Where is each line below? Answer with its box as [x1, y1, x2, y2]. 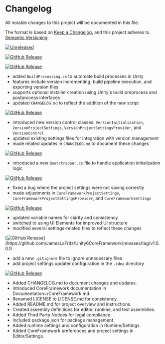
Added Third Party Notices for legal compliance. [12, 311, 112, 317]
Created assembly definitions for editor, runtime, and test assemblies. [12, 306, 156, 312]
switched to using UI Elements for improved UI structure [12, 219, 128, 225]
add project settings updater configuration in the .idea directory [12, 260, 145, 266]
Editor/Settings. [12, 333, 44, 339]
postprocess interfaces [12, 94, 60, 100]
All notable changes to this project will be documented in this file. [5, 19, 140, 25]
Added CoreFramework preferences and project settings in [12, 327, 134, 333]
